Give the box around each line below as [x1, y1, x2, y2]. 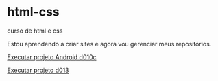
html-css [7, 4, 60, 20]
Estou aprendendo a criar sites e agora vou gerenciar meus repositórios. [7, 39, 212, 48]
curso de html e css [7, 27, 63, 35]
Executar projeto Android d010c [7, 52, 97, 61]
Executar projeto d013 [7, 66, 69, 74]
